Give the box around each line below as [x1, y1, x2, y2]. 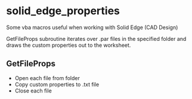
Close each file [14, 87, 52, 94]
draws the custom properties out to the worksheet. [6, 41, 131, 49]
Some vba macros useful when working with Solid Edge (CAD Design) [6, 24, 178, 31]
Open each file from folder [14, 74, 80, 81]
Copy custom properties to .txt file [14, 81, 100, 88]
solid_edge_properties [6, 4, 120, 18]
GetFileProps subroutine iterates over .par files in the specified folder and [6, 35, 187, 42]
